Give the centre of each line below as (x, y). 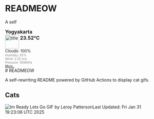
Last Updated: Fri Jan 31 (117, 107)
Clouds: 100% (18, 51)
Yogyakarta (19, 32)
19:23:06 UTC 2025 (25, 112)
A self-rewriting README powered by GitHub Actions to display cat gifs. (77, 80)
